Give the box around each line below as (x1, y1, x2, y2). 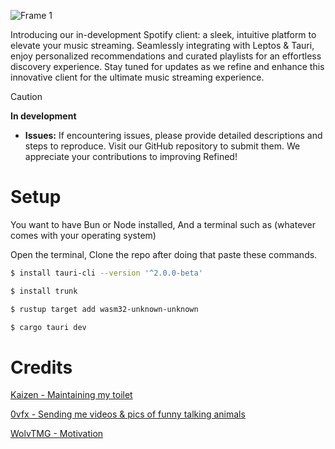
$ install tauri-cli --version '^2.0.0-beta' (10, 268, 203, 278)
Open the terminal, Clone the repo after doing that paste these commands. (10, 248, 318, 260)
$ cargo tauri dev (10, 322, 87, 332)
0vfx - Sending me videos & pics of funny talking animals (10, 408, 246, 420)
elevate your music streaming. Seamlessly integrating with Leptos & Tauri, (10, 40, 315, 51)
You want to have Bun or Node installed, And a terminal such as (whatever (10, 218, 317, 230)
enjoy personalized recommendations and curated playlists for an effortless (10, 50, 322, 62)
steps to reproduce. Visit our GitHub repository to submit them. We (24, 140, 301, 152)
